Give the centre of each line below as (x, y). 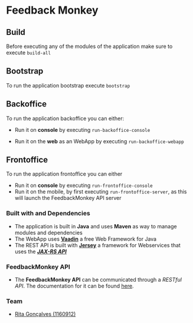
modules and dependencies (48, 232)
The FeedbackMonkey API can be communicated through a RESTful (98, 280)
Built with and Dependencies (48, 214)
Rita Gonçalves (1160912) (45, 314)
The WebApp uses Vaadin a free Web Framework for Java (86, 239)
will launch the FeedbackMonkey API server (68, 198)
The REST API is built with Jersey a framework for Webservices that (98, 245)
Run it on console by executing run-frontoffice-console (84, 185)
